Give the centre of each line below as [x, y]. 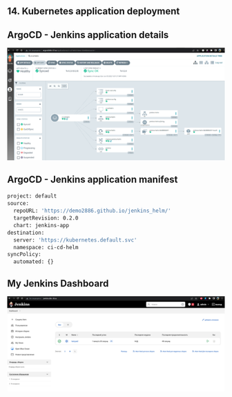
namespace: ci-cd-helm [46, 247]
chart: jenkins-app [41, 225]
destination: [26, 233]
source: [18, 204]
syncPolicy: [24, 255]
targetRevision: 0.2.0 [46, 218]
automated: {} [33, 262]
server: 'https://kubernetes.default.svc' [75, 240]
